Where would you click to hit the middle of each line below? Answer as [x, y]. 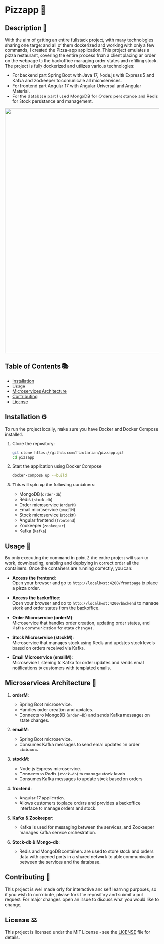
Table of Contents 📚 [37, 367]
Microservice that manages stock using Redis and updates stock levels [83, 643]
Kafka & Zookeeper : [33, 818]
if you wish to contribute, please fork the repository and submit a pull [74, 894]
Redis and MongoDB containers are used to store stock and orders [86, 851]
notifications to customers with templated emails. [61, 668]
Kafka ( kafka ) [33, 531]
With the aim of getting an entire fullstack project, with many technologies [79, 40]
